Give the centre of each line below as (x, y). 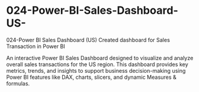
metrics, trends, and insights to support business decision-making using (96, 70)
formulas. (18, 83)
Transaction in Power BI (36, 46)
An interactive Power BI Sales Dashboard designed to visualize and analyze (100, 58)
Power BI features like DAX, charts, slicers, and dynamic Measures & (91, 77)
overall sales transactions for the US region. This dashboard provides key (97, 64)
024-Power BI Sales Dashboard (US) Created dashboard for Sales (88, 40)
